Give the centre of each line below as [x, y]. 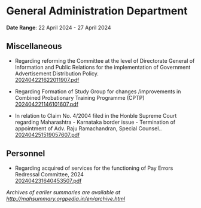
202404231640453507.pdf [48, 181]
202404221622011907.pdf [47, 79]
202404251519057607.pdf [47, 134]
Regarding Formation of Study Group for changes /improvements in [98, 91]
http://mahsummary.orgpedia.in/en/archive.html [66, 198]
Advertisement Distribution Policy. [57, 74]
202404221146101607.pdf [47, 104]
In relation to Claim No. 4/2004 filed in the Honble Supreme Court [96, 115]
